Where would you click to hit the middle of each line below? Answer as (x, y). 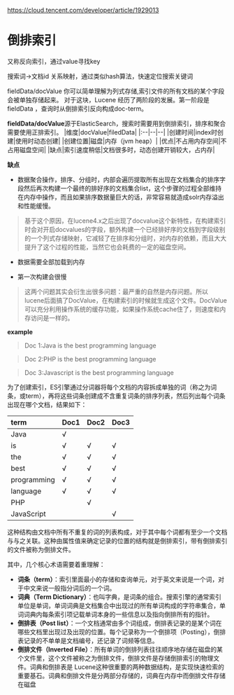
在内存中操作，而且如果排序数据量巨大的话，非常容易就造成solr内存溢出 (121, 197)
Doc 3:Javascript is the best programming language (99, 372)
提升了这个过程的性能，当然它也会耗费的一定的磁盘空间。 (107, 247)
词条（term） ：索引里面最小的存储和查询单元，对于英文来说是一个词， (118, 579)
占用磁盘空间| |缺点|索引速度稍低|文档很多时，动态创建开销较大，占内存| (111, 149)
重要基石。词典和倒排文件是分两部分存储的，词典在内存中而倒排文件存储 (121, 675)
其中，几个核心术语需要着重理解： (56, 564)
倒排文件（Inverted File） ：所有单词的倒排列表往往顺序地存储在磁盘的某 (120, 649)
